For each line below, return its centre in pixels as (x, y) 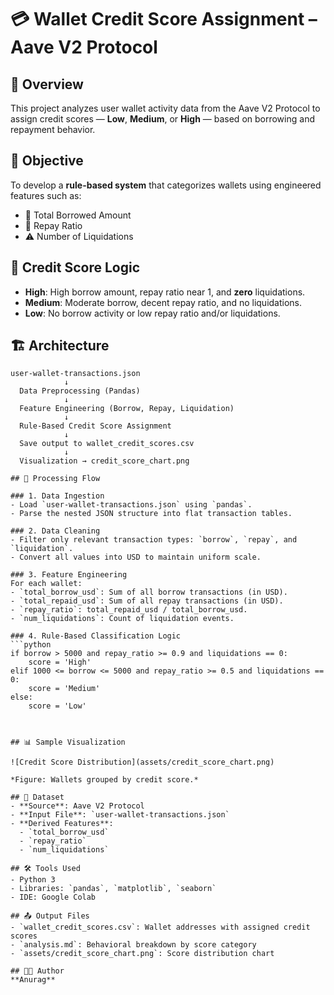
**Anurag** (33, 980)
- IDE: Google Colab (53, 897)
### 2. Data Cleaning (55, 531)
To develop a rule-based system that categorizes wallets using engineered (166, 185)
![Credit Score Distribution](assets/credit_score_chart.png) (142, 762)
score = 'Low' (57, 706)
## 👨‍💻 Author (37, 971)
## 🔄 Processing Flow (55, 479)
